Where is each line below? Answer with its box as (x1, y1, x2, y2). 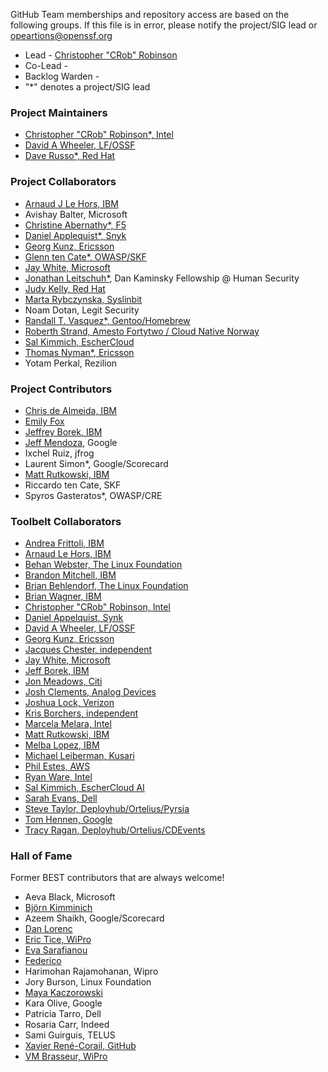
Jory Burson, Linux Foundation (24, 976, 152, 988)
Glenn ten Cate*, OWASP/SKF (24, 250, 147, 263)
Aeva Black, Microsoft (24, 891, 116, 903)
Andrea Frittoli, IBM (24, 537, 105, 549)
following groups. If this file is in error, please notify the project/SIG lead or (10, 19, 318, 31)
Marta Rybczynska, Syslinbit (24, 293, 143, 305)
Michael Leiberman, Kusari (24, 750, 135, 762)
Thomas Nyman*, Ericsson (24, 346, 135, 358)
